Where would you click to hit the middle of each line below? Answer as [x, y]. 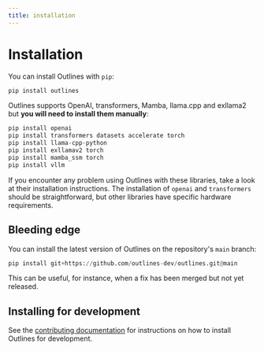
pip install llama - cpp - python [58, 143]
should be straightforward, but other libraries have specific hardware [120, 197]
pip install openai [40, 128]
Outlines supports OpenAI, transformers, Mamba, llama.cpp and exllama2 [127, 105]
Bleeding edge [45, 230]
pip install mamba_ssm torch [56, 157]
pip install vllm [37, 165]
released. [23, 286]
